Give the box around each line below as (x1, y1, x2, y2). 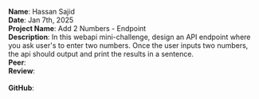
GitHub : (8, 83, 34, 93)
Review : (8, 66, 36, 75)
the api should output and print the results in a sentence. (8, 49, 194, 58)
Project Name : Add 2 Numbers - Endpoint (8, 24, 147, 33)
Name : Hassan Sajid (8, 7, 76, 16)
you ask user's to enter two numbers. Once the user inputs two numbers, (8, 41, 249, 50)
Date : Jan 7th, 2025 (8, 15, 74, 25)
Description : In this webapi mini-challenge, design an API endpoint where (8, 32, 251, 42)
